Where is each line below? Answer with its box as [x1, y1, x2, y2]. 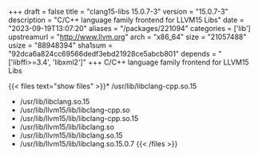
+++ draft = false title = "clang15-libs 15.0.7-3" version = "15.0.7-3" [8, 7, 229, 16]
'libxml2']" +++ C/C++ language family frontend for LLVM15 [52, 57, 249, 67]
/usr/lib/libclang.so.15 [19, 97, 90, 106]
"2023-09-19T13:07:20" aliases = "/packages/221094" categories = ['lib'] [8, 24, 252, 33]
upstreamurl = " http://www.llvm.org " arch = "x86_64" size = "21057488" [8, 32, 247, 41]
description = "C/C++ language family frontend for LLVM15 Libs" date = [8, 15, 245, 25]
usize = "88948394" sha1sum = [8, 41, 113, 50]
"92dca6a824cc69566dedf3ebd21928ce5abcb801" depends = [8, 49, 217, 58]
